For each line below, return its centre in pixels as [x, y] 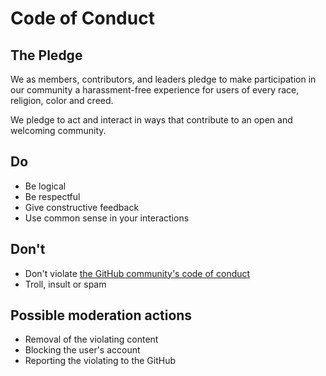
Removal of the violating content [91, 339]
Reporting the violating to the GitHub [100, 361]
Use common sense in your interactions [107, 218]
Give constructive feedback [82, 207]
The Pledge [46, 55]
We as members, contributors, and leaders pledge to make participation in [163, 79]
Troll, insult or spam [65, 284]
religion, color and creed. [62, 100]
